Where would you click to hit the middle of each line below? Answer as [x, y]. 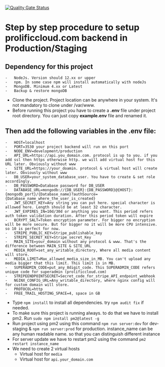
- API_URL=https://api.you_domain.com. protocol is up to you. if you [81, 155]
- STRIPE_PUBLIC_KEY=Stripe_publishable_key [54, 233]
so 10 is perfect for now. [33, 229]
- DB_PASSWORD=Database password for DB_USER [55, 185]
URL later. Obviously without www [41, 164]
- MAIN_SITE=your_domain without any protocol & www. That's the [76, 241]
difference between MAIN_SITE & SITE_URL [48, 246]
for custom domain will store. [37, 285]
